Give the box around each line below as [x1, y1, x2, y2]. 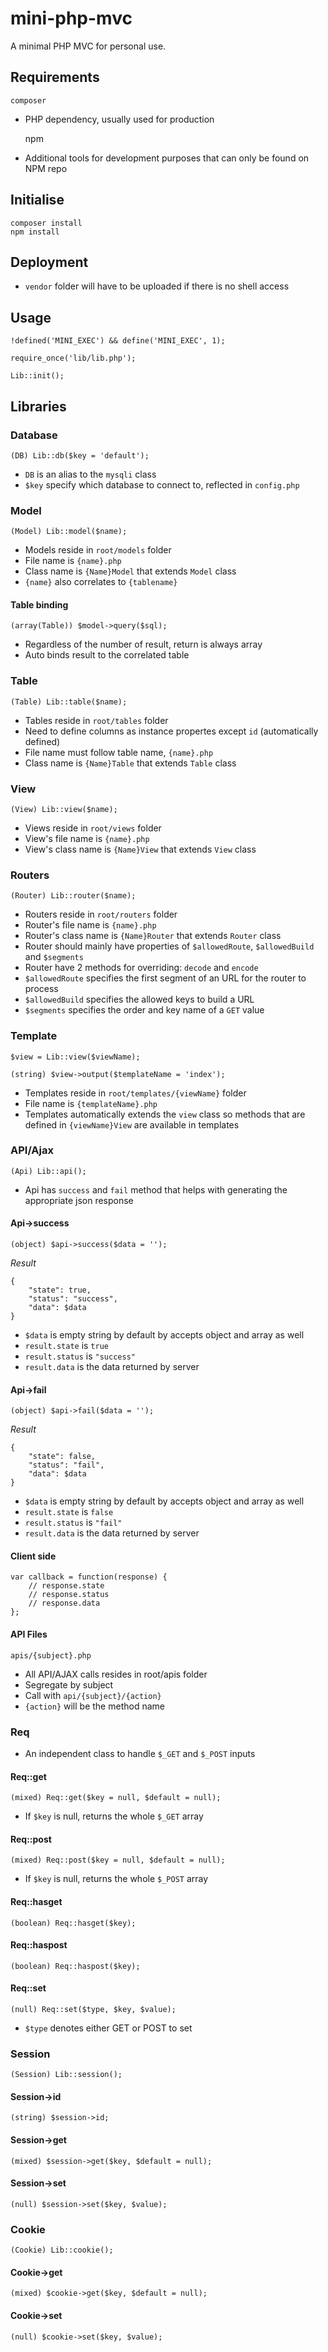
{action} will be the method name [24, 1700, 165, 1712]
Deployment [10, 253, 89, 271]
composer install [10, 218, 83, 228]
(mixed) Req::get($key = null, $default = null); [10, 1793, 222, 1803]
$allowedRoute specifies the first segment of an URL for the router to [24, 972, 307, 984]
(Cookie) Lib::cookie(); [10, 2245, 114, 2256]
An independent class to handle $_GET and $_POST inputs [24, 1747, 256, 1759]
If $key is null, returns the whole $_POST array [24, 1873, 209, 1885]
